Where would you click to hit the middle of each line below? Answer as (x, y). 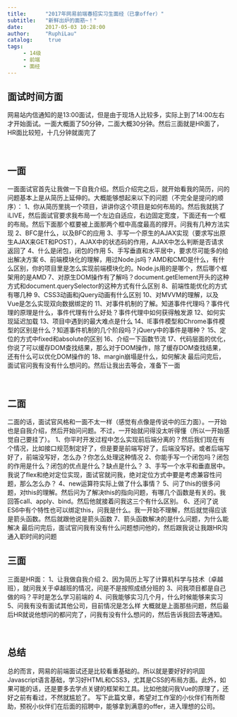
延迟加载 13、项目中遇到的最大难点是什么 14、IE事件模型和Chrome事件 (116, 321)
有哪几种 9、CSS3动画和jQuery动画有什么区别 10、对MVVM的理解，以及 (113, 295)
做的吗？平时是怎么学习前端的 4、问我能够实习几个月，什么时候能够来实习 (115, 596)
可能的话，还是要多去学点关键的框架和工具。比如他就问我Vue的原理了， (118, 688)
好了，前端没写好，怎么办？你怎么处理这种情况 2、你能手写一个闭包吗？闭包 (118, 457)
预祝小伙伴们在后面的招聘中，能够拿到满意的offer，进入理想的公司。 (119, 706)
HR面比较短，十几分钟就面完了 (52, 133)
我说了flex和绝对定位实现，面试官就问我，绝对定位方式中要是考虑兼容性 (112, 475)
